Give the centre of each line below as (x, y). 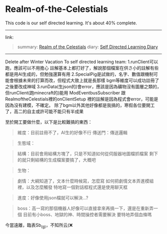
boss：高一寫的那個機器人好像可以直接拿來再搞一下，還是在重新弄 (85, 208)
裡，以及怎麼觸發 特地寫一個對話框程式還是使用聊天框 (72, 187)
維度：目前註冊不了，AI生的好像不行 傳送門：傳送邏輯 (72, 132)
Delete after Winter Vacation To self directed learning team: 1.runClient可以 (82, 62)
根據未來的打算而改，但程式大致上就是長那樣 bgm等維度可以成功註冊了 (86, 80)
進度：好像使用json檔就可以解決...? (53, 198)
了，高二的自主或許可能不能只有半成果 (44, 111)
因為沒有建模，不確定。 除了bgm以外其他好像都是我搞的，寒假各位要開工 (80, 105)
